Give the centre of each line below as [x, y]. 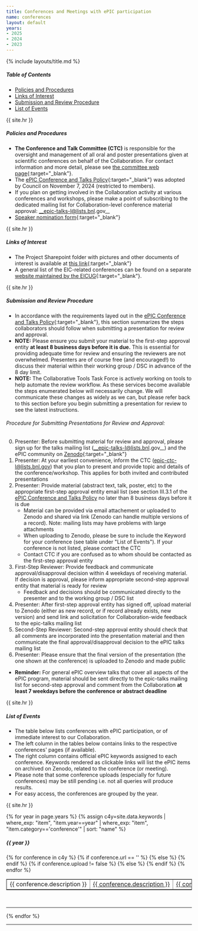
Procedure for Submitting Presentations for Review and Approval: [85, 423]
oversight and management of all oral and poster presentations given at [101, 155]
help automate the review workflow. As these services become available [102, 385]
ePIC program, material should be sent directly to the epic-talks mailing [101, 678]
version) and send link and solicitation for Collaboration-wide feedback [101, 617]
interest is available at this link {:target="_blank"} [73, 263]
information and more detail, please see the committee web [87, 167]
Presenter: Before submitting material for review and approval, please [99, 441]
